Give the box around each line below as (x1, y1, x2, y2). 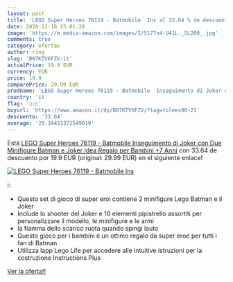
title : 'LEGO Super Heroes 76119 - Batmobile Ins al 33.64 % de (7, 17, 200, 24)
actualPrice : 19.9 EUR (7, 62, 73, 69)
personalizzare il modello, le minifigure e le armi (17, 216, 155, 225)
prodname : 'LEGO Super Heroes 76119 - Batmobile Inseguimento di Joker (7, 87, 222, 94)
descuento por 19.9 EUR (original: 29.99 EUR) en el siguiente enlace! (7, 153, 203, 161)
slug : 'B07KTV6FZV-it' (7, 55, 73, 62)
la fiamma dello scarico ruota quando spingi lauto (17, 224, 159, 232)
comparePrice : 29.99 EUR (7, 81, 79, 88)
